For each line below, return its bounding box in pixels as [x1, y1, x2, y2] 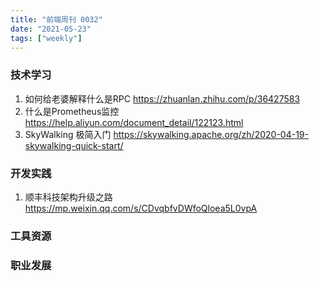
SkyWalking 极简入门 [24, 128, 112, 140]
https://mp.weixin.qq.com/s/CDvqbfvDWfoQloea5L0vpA [24, 202, 258, 214]
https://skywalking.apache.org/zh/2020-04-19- [113, 128, 309, 140]
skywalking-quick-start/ [24, 139, 124, 151]
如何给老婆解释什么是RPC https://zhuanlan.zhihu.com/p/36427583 [24, 92, 301, 105]
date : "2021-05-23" [10, 24, 92, 34]
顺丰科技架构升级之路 [24, 191, 113, 203]
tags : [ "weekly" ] [10, 33, 83, 43]
